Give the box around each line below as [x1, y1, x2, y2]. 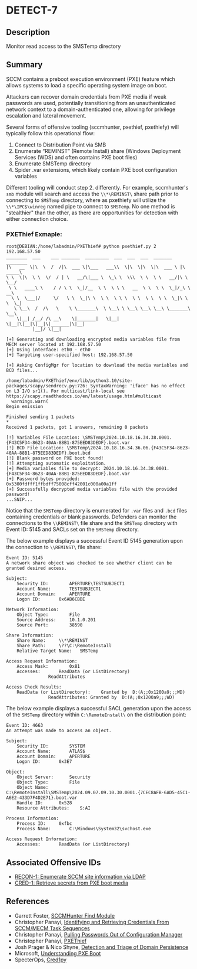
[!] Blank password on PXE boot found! [6, 455, 104, 461]
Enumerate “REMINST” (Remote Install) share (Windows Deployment [14, 147, 181, 154]
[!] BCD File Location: [6, 445, 65, 451]
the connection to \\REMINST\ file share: [6, 544, 102, 551]
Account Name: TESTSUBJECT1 [16, 586, 101, 592]
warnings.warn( [11, 399, 49, 404]
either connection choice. [6, 215, 68, 222]
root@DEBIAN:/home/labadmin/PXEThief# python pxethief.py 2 [6, 243, 157, 250]
